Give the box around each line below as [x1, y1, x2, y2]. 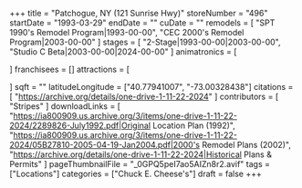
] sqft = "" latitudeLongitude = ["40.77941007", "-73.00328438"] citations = [9, 82, 294, 92]
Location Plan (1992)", [152, 120, 235, 131]
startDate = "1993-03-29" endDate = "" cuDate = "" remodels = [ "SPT [9, 17, 276, 28]
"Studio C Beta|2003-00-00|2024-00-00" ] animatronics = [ [9, 46, 237, 57]
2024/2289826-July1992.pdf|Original [9, 120, 151, 131]
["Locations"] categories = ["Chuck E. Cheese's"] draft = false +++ [9, 168, 262, 179]
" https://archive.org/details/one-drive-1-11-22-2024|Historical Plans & [9, 149, 272, 160]
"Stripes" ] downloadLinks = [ [9, 101, 121, 112]
